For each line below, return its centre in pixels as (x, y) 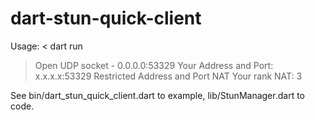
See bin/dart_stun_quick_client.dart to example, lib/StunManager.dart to (157, 95)
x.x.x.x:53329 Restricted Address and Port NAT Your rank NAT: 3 (168, 76)
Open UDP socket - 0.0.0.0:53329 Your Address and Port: (154, 65)
